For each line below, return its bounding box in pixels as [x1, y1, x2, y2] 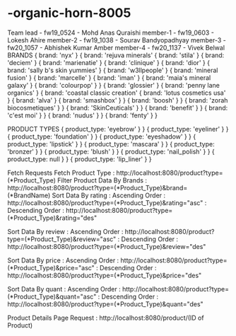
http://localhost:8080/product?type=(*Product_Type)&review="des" [7, 242, 206, 250]
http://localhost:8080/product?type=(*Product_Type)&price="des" [7, 271, 202, 279]
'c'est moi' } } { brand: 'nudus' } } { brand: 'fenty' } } [7, 111, 158, 120]
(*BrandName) [7, 191, 51, 199]
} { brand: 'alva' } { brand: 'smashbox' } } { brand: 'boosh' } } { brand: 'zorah [7, 95, 228, 104]
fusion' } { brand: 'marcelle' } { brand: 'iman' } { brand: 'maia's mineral [7, 73, 211, 82]
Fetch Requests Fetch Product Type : [7, 168, 115, 177]
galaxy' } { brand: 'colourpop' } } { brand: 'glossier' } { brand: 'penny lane [7, 81, 220, 89]
